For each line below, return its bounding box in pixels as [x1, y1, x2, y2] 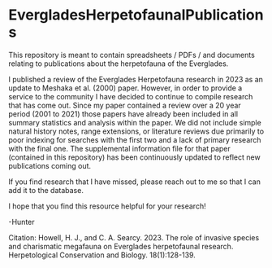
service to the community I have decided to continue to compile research [8, 91, 253, 101]
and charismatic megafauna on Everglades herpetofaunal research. [8, 241, 234, 251]
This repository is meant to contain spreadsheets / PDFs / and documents [8, 50, 256, 59]
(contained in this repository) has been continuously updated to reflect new [8, 152, 261, 162]
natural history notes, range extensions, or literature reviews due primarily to [8, 126, 265, 136]
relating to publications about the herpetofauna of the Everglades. [8, 59, 229, 68]
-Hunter [8, 217, 35, 226]
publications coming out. [8, 160, 92, 170]
